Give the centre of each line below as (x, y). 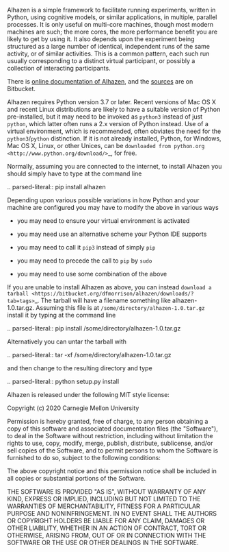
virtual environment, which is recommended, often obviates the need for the (114, 131)
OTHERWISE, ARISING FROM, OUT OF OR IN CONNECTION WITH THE (107, 535)
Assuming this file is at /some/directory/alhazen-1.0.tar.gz (120, 308)
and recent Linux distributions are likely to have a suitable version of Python (114, 109)
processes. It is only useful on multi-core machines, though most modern (110, 24)
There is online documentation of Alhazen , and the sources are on (100, 81)
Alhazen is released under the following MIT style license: (88, 395)
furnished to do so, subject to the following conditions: (84, 458)
